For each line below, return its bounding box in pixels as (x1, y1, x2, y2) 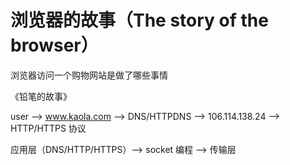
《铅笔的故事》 (10, 90, 72, 102)
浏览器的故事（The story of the (10, 9, 269, 32)
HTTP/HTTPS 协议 (10, 122, 87, 134)
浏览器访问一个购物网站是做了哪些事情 (10, 69, 168, 81)
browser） (10, 34, 99, 57)
